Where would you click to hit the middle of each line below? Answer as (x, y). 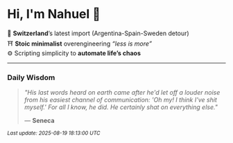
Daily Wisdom (31, 77)
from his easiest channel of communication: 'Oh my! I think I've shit (120, 100)
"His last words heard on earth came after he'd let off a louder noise (122, 93)
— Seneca (39, 121)
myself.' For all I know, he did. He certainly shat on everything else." (121, 107)
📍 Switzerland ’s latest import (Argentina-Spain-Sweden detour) (98, 33)
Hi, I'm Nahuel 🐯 (54, 14)
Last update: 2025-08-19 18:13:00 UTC (54, 133)
